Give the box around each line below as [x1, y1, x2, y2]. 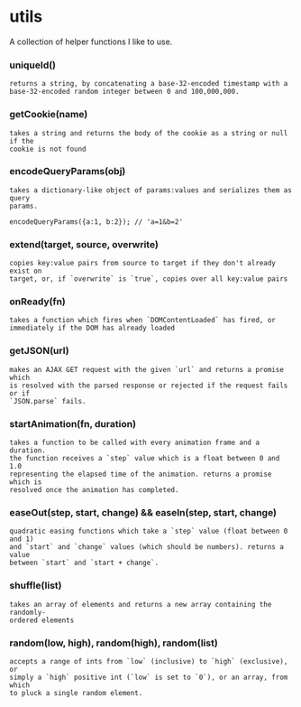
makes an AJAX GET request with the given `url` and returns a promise [9, 365, 284, 374]
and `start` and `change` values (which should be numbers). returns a [9, 543, 284, 552]
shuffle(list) [9, 580, 62, 592]
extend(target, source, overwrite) [9, 237, 160, 250]
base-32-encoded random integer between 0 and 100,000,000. [9, 88, 241, 97]
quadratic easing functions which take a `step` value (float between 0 [9, 526, 288, 536]
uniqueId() [9, 59, 57, 71]
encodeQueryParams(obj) [9, 165, 126, 178]
